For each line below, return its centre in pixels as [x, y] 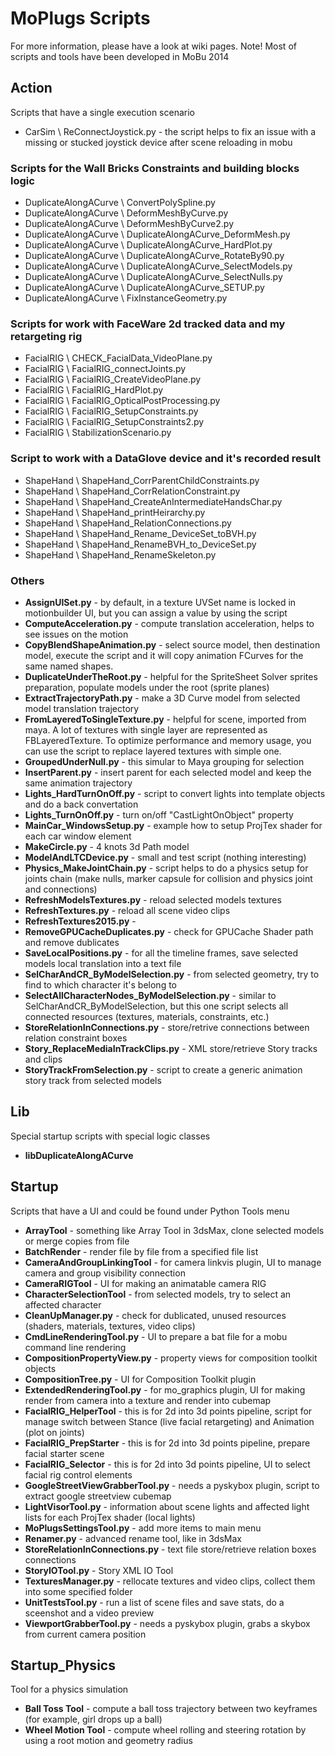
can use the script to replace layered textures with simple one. [153, 751]
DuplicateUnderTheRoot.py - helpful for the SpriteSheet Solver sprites [171, 676]
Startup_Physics [63, 1665]
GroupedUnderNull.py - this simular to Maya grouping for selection [164, 761]
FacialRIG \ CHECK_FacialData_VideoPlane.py [118, 358]
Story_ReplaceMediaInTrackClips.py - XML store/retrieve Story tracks [171, 1048]
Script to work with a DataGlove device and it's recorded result [165, 459]
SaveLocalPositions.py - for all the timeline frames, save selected [161, 953]
